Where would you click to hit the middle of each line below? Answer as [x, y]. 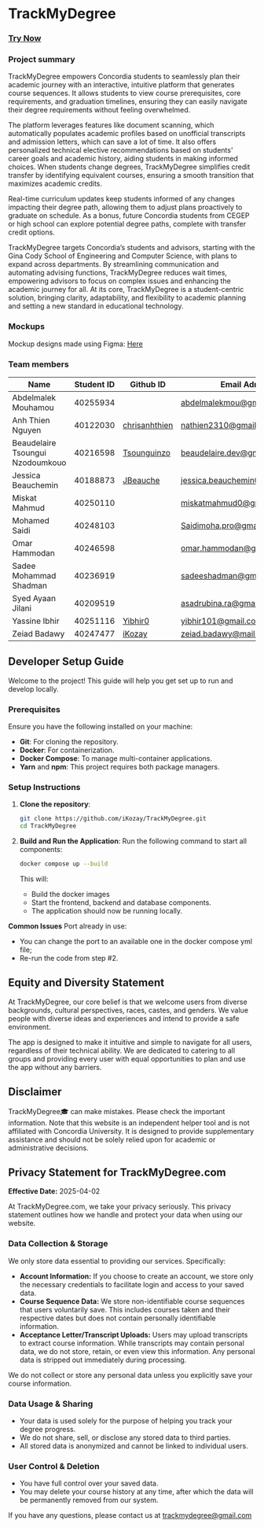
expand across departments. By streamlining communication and [114, 264]
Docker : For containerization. [67, 750]
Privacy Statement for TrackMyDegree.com [117, 1173]
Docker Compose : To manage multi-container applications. [116, 758]
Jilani [22, 608]
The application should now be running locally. [107, 911]
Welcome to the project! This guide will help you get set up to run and [121, 681]
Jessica [26, 475]
